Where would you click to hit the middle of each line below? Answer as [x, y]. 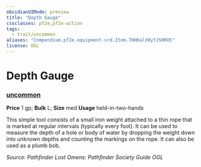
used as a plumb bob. [33, 146]
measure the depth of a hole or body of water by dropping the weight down [101, 133]
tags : [13, 29]
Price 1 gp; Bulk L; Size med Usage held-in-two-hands [75, 108]
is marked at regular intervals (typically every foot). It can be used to [92, 126]
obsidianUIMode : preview [38, 12]
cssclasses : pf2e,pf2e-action [45, 23]
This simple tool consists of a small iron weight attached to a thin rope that [99, 120]
